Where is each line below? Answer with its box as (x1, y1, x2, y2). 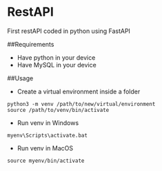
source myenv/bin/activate (7, 157, 85, 164)
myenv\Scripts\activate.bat (7, 132, 88, 139)
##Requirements (7, 40, 54, 48)
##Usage (7, 73, 34, 82)
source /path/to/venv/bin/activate (7, 106, 110, 113)
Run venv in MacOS (17, 144, 74, 152)
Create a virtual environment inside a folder (17, 87, 141, 95)
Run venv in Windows (17, 118, 79, 127)
